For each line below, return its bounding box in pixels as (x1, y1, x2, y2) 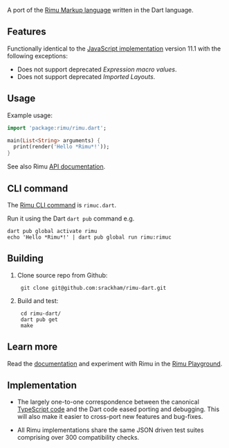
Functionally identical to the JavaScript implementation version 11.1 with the (7, 44, 221, 53)
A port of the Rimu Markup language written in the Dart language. (7, 6, 194, 14)
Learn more (7, 341, 58, 353)
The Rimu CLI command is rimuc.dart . (7, 200, 117, 209)
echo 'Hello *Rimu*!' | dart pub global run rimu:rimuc (7, 234, 172, 241)
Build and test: (17, 296, 59, 304)
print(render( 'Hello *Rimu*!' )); (13, 144, 110, 150)
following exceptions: (7, 51, 68, 60)
